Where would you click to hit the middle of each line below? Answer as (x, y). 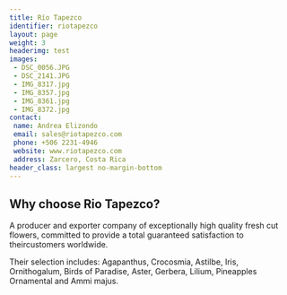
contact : (26, 117)
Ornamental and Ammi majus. (64, 281)
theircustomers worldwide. (59, 245)
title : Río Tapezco (46, 17)
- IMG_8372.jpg (41, 109)
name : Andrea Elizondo (56, 126)
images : (24, 59)
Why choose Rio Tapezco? (85, 204)
